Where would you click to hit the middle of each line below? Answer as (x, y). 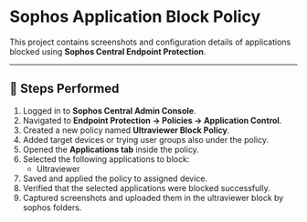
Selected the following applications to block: (106, 159)
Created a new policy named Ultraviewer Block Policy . (126, 130)
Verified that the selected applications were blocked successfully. (147, 187)
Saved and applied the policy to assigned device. (115, 178)
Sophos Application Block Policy (135, 17)
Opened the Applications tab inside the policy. (111, 149)
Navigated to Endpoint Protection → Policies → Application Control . (152, 120)
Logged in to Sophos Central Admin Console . (109, 110)
